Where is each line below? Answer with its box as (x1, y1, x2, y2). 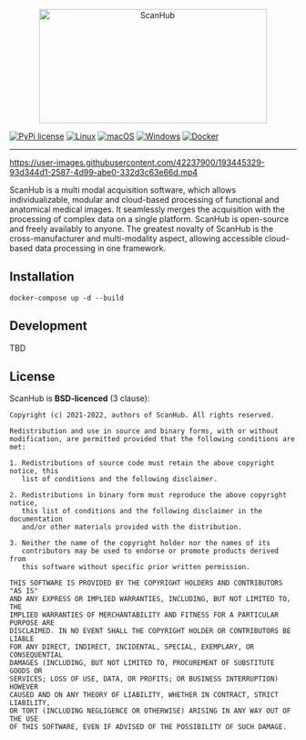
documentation (9, 514, 64, 524)
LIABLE (9, 635, 35, 644)
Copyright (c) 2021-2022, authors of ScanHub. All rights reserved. (9, 411, 275, 420)
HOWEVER (9, 682, 39, 692)
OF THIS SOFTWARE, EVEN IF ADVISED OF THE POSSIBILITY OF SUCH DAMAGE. (9, 723, 287, 732)
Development (9, 318, 88, 333)
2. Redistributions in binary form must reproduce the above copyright (9, 491, 287, 500)
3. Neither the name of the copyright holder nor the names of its (9, 539, 271, 548)
